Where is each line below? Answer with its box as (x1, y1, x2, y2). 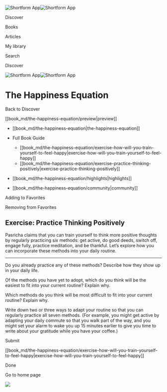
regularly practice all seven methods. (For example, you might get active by (5, 312, 160, 318)
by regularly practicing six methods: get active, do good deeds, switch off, (5, 237, 158, 243)
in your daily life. (5, 267, 39, 273)
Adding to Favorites (5, 195, 46, 200)
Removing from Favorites (5, 204, 57, 210)
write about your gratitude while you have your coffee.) (5, 328, 118, 334)
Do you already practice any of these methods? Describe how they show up (5, 262, 161, 268)
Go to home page (5, 372, 41, 378)
